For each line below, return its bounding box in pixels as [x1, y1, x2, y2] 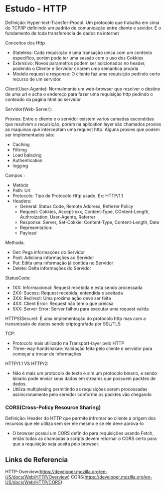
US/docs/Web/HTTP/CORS [5, 479, 61, 485]
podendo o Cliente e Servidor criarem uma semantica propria [12, 65, 139, 71]
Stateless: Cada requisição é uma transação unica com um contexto [12, 49, 153, 55]
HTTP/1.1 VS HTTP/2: [5, 360, 49, 366]
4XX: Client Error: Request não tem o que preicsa [12, 300, 114, 306]
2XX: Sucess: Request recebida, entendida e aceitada [12, 289, 123, 295]
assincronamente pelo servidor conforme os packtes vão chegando [12, 391, 152, 397]
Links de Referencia [5, 455, 68, 464]
